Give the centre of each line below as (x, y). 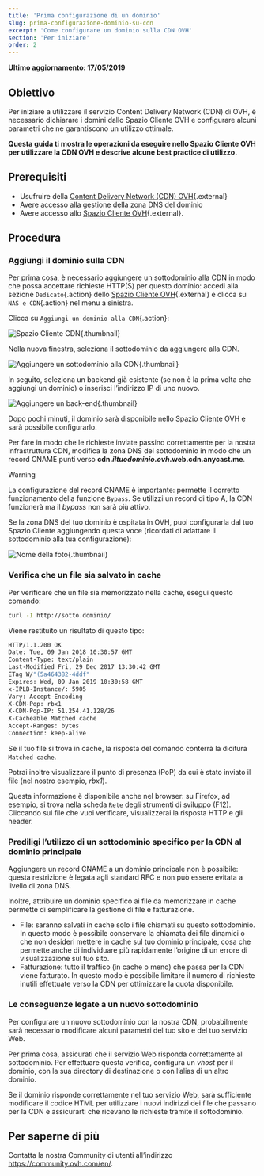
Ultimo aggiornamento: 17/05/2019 (67, 67)
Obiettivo (32, 92)
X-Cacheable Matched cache (53, 719)
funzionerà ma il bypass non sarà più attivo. (79, 507)
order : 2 (23, 45)
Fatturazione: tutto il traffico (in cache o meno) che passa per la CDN (132, 967)
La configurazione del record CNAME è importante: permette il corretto (124, 490)
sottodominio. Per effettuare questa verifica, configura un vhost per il (121, 1062)
